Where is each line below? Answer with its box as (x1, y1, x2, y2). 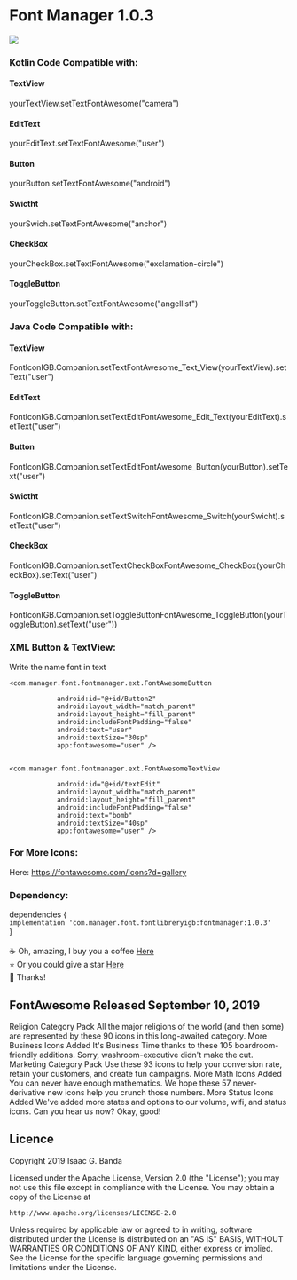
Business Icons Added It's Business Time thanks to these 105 (9, 1039, 233, 1050)
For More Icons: (9, 847, 78, 859)
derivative (9, 1086, 46, 1097)
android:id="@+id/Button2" (56, 694, 157, 703)
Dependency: (9, 889, 69, 901)
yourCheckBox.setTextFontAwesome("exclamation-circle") (9, 258, 224, 269)
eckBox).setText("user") (9, 570, 98, 581)
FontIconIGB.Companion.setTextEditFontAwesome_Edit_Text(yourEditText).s (9, 412, 286, 423)
